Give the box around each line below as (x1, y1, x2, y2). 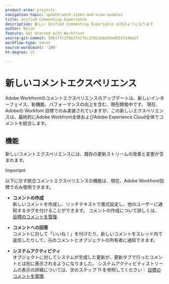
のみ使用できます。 (14, 184, 54, 190)
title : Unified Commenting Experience (5, 17, 87, 22)
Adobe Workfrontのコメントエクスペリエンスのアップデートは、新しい (5, 95, 151, 101)
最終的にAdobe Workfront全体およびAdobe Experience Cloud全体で (18, 114, 159, 120)
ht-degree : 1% (5, 50, 35, 55)
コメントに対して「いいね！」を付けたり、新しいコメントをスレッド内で (12, 231, 163, 237)
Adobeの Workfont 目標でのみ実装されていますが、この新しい (5, 108, 134, 114)
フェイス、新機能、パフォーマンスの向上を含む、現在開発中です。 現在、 (9, 102, 160, 108)
